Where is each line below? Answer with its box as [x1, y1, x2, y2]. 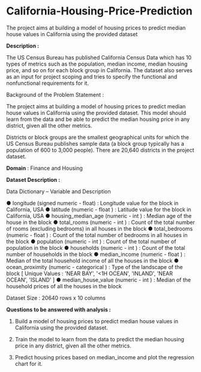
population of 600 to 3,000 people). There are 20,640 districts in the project [6, 146, 194, 153]
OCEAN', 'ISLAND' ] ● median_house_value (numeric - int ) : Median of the [6, 276, 191, 284]
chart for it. [14, 360, 43, 367]
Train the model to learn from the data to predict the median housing [14, 335, 185, 343]
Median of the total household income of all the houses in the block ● [6, 257, 179, 264]
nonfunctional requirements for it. [6, 79, 89, 87]
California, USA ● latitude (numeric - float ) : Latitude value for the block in [6, 206, 191, 213]
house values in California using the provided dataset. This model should [6, 109, 186, 116]
